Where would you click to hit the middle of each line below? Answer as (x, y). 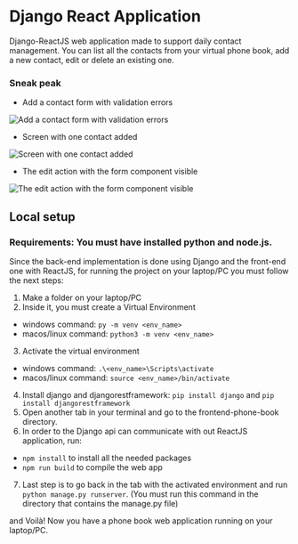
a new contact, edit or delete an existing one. (92, 60)
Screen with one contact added (80, 137)
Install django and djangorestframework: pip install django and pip (148, 394)
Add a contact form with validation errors (97, 102)
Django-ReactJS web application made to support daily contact (125, 41)
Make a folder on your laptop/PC (82, 297)
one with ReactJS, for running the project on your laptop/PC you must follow (149, 271)
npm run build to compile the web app (92, 467)
